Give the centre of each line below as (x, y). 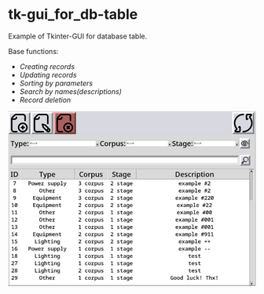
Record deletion (45, 100)
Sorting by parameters (56, 83)
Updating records (48, 74)
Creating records (47, 66)
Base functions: (33, 51)
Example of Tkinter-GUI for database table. (78, 36)
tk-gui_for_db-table (73, 15)
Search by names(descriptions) (70, 91)
